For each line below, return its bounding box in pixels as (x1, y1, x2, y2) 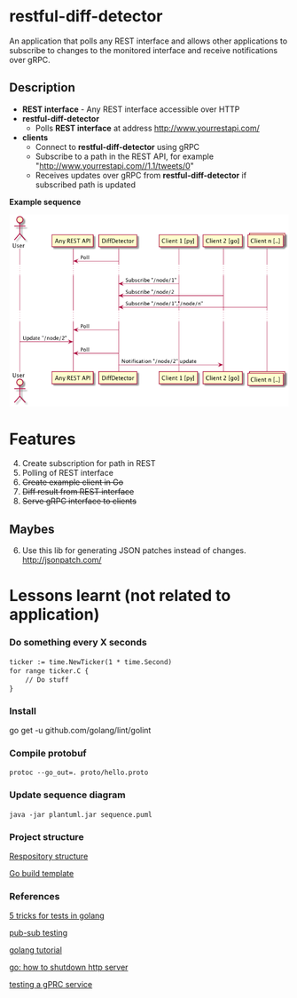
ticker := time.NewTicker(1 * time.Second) (9, 657, 173, 667)
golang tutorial (9, 945, 62, 955)
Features (9, 429, 76, 449)
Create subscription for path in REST (21, 458, 157, 469)
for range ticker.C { (9, 666, 90, 676)
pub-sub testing (9, 928, 68, 939)
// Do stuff (25, 675, 69, 685)
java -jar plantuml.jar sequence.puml (9, 810, 152, 819)
